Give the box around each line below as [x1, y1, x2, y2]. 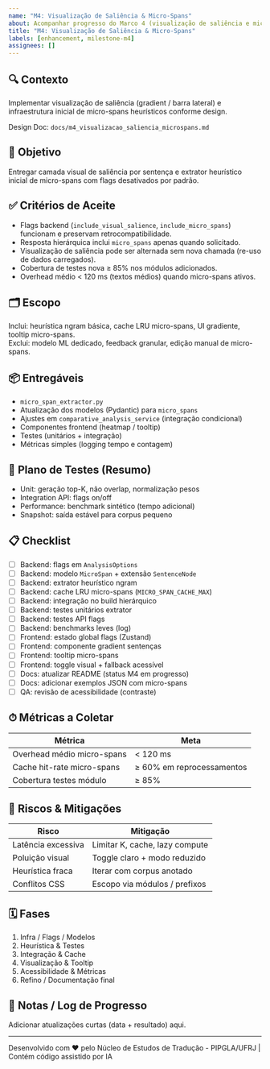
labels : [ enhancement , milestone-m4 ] [8, 34, 135, 43]
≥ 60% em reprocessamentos [134, 761, 247, 773]
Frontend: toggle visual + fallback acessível [19, 660, 164, 669]
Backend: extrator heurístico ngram [19, 578, 138, 587]
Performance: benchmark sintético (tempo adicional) [19, 501, 195, 511]
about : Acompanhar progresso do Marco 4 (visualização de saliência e [8, 19, 250, 27]
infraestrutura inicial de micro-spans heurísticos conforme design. [8, 106, 227, 116]
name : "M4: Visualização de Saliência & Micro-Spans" [8, 11, 193, 20]
